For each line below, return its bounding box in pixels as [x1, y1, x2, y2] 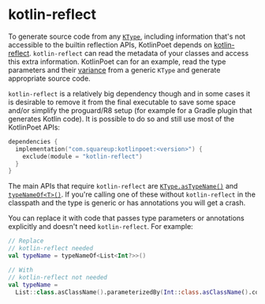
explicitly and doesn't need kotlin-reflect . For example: [8, 222, 193, 231]
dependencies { [8, 137, 58, 145]
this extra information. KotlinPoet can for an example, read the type [8, 57, 226, 66]
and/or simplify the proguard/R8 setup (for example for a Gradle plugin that [8, 105, 252, 115]
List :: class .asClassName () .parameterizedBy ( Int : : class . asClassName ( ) [15, 288, 248, 296]
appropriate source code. [8, 73, 91, 83]
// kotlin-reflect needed [8, 245, 93, 253]
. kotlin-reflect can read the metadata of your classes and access [28, 48, 249, 58]
